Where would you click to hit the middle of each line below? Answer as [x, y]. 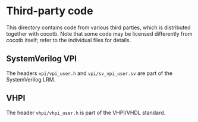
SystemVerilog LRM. [31, 79]
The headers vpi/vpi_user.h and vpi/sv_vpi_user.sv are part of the [89, 73]
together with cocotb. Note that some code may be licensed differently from [99, 33]
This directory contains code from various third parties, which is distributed [98, 27]
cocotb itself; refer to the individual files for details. [69, 40]
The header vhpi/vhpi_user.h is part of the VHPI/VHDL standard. [86, 112]
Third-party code [50, 11]
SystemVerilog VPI [42, 59]
